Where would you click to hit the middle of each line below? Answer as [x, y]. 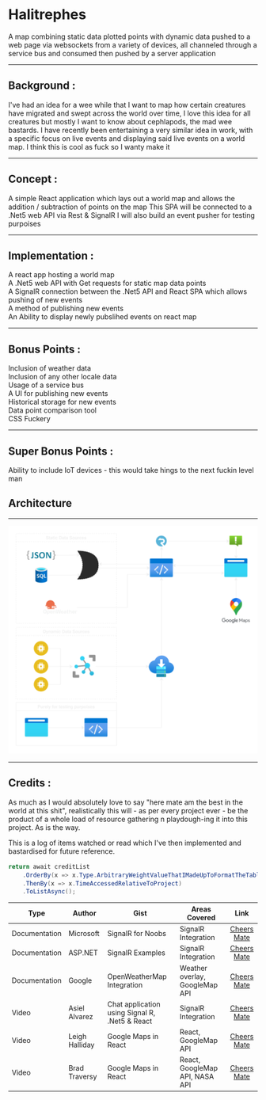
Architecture [40, 503]
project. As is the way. [44, 827]
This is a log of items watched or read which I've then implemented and [125, 843]
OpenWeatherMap [137, 976]
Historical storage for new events [62, 402]
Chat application [134, 1004]
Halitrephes [47, 15]
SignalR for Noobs [137, 933]
